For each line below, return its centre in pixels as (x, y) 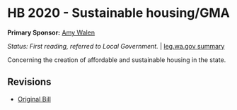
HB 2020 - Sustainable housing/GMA (118, 13)
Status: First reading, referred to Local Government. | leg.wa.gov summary (116, 46)
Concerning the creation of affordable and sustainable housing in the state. (117, 60)
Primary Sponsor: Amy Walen (51, 32)
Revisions (29, 82)
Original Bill (34, 99)
